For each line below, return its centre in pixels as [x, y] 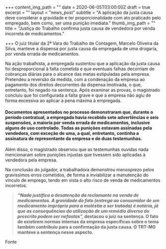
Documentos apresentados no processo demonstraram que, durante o [79, 112]
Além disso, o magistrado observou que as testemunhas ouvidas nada [77, 149]
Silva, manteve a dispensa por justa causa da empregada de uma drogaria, [81, 49]
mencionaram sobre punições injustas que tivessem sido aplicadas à [75, 155]
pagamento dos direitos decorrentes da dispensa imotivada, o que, [74, 85]
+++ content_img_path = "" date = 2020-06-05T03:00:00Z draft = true [78, 7]
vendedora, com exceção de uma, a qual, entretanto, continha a [72, 133]
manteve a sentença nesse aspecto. [55, 232]
